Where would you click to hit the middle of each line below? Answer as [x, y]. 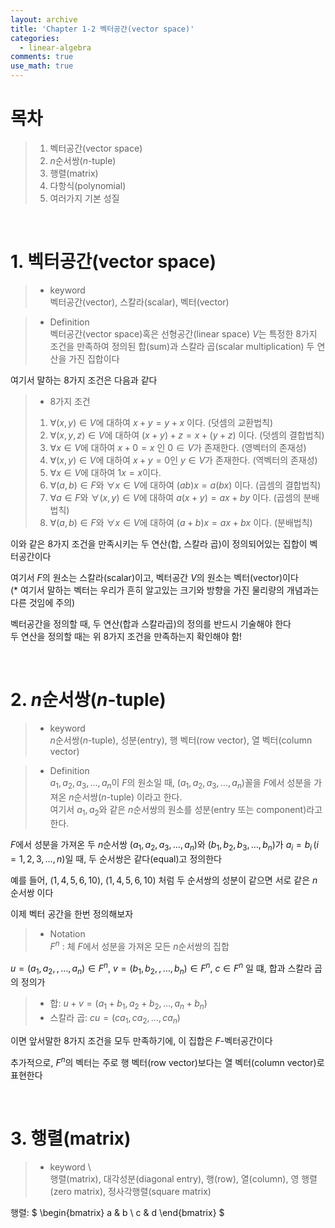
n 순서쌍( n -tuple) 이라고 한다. [125, 797]
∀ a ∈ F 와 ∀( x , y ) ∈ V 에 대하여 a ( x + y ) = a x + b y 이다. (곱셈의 [175, 497]
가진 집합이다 [94, 358]
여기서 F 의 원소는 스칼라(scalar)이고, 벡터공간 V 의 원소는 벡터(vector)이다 [154, 577]
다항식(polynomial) [88, 185]
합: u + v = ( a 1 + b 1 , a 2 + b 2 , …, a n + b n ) [128, 1004]
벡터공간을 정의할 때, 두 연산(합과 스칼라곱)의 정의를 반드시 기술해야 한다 [151, 623]
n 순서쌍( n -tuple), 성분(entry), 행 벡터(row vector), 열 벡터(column [181, 740]
